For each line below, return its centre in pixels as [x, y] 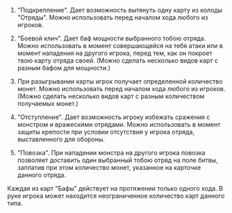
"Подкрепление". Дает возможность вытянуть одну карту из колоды [120, 10]
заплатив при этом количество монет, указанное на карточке [109, 167]
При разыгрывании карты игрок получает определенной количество [120, 81]
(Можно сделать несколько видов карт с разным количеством [111, 96]
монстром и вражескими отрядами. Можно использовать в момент [119, 124]
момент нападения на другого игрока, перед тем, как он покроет [115, 53]
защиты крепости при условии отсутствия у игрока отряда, [106, 132]
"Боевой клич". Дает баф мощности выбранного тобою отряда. [111, 38]
